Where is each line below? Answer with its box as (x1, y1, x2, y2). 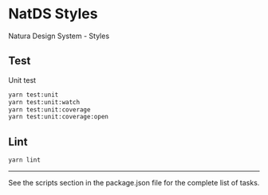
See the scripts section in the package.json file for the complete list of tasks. (8, 177, 260, 187)
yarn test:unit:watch (8, 98, 81, 106)
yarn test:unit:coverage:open (8, 113, 109, 121)
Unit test (8, 75, 37, 84)
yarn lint (8, 156, 41, 164)
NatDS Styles (8, 5, 98, 23)
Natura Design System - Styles (8, 31, 110, 41)
